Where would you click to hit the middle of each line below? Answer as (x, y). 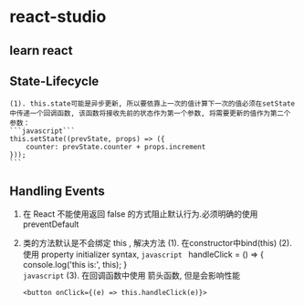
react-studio (58, 17)
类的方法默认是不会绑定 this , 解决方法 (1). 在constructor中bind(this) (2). (157, 243)
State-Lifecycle (54, 81)
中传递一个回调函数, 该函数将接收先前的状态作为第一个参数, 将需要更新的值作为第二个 (150, 114)
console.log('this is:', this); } (75, 265)
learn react (41, 51)
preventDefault (51, 224)
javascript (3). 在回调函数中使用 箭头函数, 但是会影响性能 (131, 276)
